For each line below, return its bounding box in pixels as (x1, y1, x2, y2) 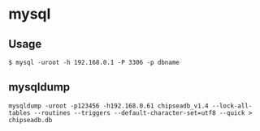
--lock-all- (211, 102, 253, 110)
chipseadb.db (8, 116, 53, 124)
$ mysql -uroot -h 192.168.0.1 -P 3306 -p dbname (8, 58, 180, 66)
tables (8, 108, 31, 117)
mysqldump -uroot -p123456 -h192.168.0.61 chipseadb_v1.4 (8, 102, 209, 110)
